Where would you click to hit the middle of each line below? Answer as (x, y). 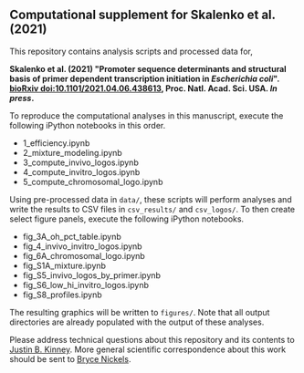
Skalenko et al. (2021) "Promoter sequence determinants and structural (148, 68)
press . (22, 98)
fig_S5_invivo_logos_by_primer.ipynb (92, 275)
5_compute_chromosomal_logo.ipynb (93, 181)
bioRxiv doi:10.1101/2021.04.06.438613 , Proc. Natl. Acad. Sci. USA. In (144, 88)
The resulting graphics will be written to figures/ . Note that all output (140, 312)
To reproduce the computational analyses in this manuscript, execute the (147, 115)
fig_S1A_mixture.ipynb (64, 265)
